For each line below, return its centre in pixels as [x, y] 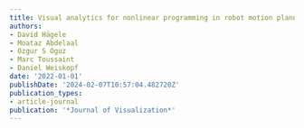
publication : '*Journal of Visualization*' [93, 110]
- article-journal [44, 101]
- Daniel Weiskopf [44, 69]
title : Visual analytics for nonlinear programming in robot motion [141, 18]
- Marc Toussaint [42, 59]
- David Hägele [38, 34]
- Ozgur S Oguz [38, 51]
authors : [26, 26]
